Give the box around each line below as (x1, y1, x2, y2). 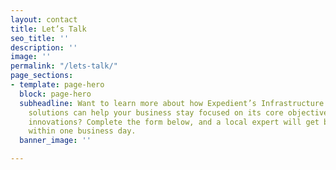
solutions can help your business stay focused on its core (28, 107, 284, 118)
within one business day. (28, 126, 137, 136)
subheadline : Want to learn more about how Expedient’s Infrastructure (19, 98, 325, 108)
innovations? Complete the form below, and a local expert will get (28, 117, 320, 127)
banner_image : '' (19, 136, 92, 146)
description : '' (10, 42, 78, 53)
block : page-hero (19, 89, 92, 99)
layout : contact (10, 14, 78, 25)
